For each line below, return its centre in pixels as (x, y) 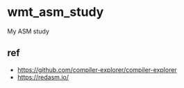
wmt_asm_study (56, 12)
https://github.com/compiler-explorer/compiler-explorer (97, 69)
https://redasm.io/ (43, 77)
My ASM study (28, 31)
